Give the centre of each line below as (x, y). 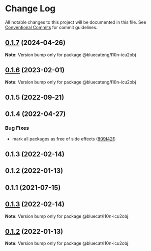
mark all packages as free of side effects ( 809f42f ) (64, 139)
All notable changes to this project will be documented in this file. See (76, 22)
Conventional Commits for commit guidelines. (51, 27)
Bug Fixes (17, 128)
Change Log (30, 9)
